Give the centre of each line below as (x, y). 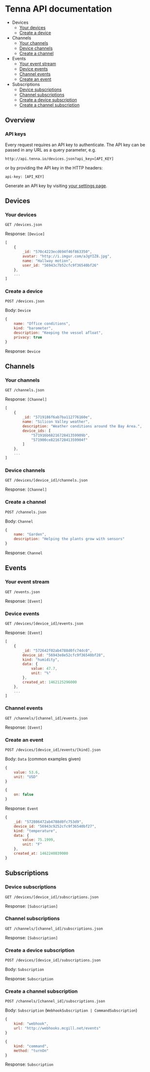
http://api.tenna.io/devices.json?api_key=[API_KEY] (59, 159)
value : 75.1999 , (39, 840)
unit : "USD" (26, 777)
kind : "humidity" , (41, 660)
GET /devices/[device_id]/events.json (44, 624)
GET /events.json (23, 592)
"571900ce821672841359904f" (59, 440)
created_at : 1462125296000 (50, 682)
